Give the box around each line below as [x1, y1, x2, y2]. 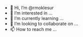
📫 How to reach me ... [10, 26, 57, 32]
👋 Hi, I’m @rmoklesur [10, 5, 54, 10]
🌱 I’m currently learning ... [10, 15, 64, 21]
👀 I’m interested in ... [10, 10, 53, 16]
